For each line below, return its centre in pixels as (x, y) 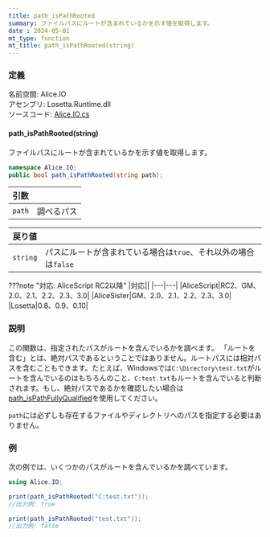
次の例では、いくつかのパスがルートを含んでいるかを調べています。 (121, 466)
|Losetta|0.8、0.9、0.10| (48, 305)
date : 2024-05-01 (39, 31)
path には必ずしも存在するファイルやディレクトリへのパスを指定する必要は (131, 415)
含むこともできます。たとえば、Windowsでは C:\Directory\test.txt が (138, 367)
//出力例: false (34, 526)
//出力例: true (32, 504)
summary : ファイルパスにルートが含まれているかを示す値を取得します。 (111, 23)
